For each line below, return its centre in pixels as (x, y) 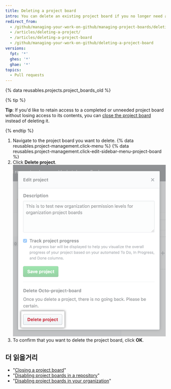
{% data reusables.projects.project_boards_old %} (58, 90)
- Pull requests (27, 75)
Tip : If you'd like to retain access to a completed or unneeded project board (84, 110)
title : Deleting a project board (41, 11)
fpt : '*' (19, 53)
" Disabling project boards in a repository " (56, 376)
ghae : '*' (20, 64)
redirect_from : (21, 21)
